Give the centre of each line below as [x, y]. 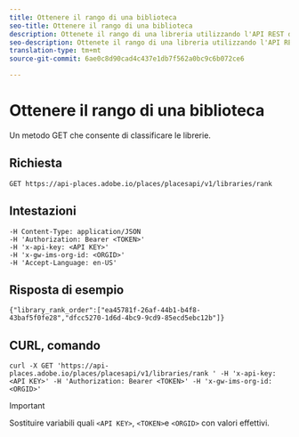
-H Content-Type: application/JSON [75, 231]
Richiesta [36, 163]
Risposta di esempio [67, 290]
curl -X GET [31, 366]
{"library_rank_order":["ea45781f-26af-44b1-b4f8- [105, 311]
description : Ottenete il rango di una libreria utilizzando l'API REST [147, 34]
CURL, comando [55, 345]
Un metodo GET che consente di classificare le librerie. [110, 135]
